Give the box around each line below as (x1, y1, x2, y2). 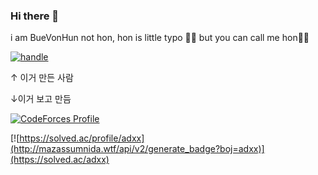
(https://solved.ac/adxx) (10, 154, 110, 166)
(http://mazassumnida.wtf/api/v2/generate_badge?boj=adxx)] (10, 143, 265, 155)
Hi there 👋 (10, 9, 60, 23)
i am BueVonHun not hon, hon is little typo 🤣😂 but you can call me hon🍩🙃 (10, 32, 310, 44)
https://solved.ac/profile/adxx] (19, 132, 145, 144)
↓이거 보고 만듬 (10, 93, 72, 105)
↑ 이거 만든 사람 (10, 72, 74, 84)
